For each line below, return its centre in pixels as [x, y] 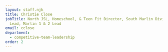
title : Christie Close [29, 14]
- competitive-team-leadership [42, 38]
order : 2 [14, 42]
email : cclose [20, 28]
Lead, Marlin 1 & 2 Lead [35, 24]
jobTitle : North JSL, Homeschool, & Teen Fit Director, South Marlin [79, 19]
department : [17, 33]
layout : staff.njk [24, 10]
